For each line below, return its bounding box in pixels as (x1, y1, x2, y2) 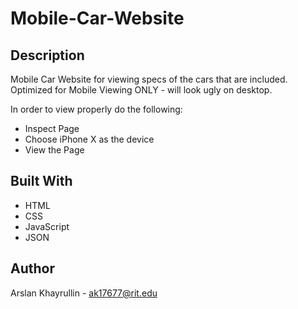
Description (10, 47, 85, 64)
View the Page (24, 144, 85, 156)
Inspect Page (24, 123, 80, 134)
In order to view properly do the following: (10, 103, 183, 115)
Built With (10, 173, 73, 190)
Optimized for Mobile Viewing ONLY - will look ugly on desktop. (10, 84, 273, 96)
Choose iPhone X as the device (24, 133, 155, 145)
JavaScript (24, 220, 70, 232)
